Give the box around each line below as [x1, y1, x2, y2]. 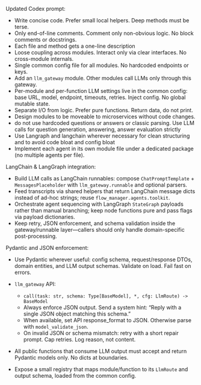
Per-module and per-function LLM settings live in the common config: [14, 87, 188, 94]
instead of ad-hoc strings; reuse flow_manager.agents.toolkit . [14, 194, 170, 201]
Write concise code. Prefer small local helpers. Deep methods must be [14, 17, 190, 24]
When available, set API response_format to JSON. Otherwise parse [23, 317, 192, 323]
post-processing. [14, 232, 58, 240]
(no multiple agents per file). [14, 151, 85, 159]
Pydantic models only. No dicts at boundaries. [14, 354, 129, 361]
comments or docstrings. [14, 36, 77, 43]
